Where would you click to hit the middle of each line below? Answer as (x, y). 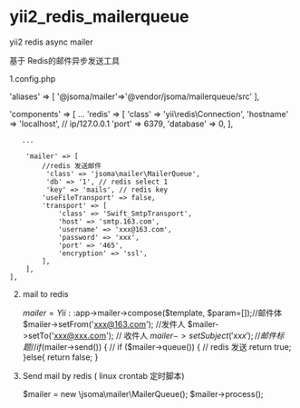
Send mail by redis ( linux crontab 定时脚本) (103, 375)
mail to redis (45, 294)
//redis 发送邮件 (72, 165)
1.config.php (33, 78)
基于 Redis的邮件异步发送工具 (65, 60)
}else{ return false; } (60, 357)
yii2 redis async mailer (51, 42)
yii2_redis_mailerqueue (99, 17)
